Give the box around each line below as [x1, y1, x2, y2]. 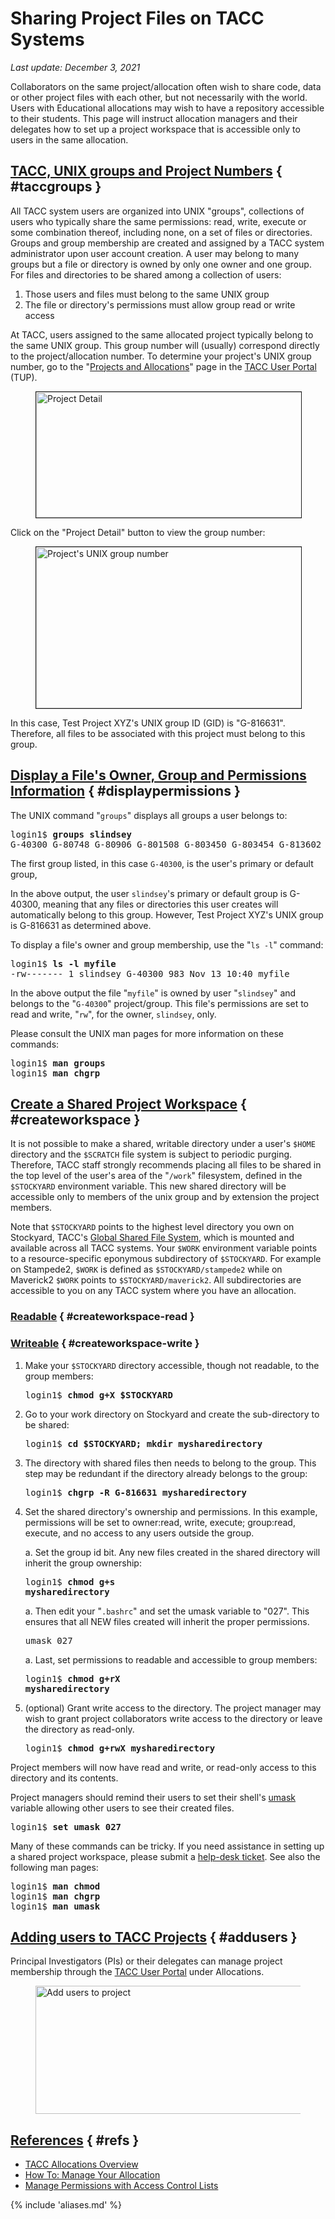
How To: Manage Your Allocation [24, 2169, 161, 2181]
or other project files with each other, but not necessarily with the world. [10, 91, 308, 103]
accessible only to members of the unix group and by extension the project [10, 1191, 320, 1203]
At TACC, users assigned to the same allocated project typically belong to [10, 328, 314, 341]
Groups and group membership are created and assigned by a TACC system [10, 237, 325, 249]
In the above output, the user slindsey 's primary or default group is [10, 887, 288, 899]
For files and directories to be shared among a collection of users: [10, 268, 282, 281]
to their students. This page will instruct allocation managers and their [10, 112, 298, 124]
